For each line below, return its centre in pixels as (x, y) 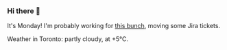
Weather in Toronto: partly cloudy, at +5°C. (68, 39)
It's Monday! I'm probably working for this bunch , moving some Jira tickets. (114, 26)
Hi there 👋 (24, 11)
